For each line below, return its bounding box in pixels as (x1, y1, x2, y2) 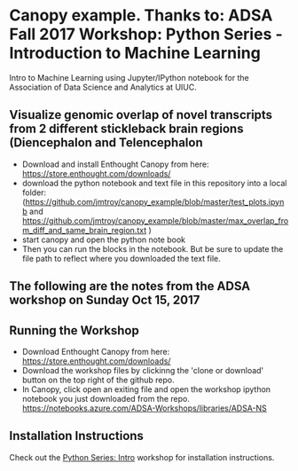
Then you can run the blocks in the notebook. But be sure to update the (21, 243, 284, 254)
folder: (21, 187, 47, 198)
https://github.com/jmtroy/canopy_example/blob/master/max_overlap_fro (21, 215, 289, 226)
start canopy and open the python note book (21, 234, 186, 245)
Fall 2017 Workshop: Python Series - (9, 24, 284, 44)
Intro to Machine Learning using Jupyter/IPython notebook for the (9, 72, 250, 82)
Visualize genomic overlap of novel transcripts (9, 107, 273, 122)
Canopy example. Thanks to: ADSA (9, 5, 273, 26)
